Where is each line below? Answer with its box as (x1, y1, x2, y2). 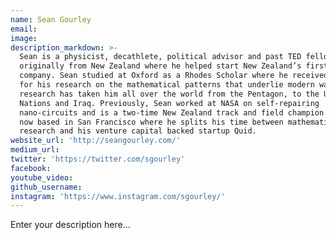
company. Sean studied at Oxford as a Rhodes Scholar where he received (19, 71, 329, 81)
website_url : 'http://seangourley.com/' (10, 136, 182, 146)
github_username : (10, 182, 83, 192)
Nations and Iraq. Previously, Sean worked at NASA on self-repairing (19, 98, 320, 108)
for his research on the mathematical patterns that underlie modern (19, 80, 315, 90)
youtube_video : (10, 172, 74, 183)
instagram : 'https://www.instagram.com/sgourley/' (10, 191, 226, 201)
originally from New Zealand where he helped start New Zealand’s (19, 61, 302, 71)
